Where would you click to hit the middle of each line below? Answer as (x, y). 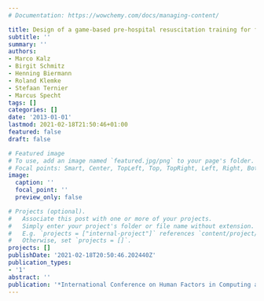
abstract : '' (29, 277)
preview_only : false (49, 197)
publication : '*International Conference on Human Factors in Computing (130, 284)
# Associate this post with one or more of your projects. (110, 218)
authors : (22, 52)
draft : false (29, 139)
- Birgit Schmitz (37, 66)
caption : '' (35, 183)
